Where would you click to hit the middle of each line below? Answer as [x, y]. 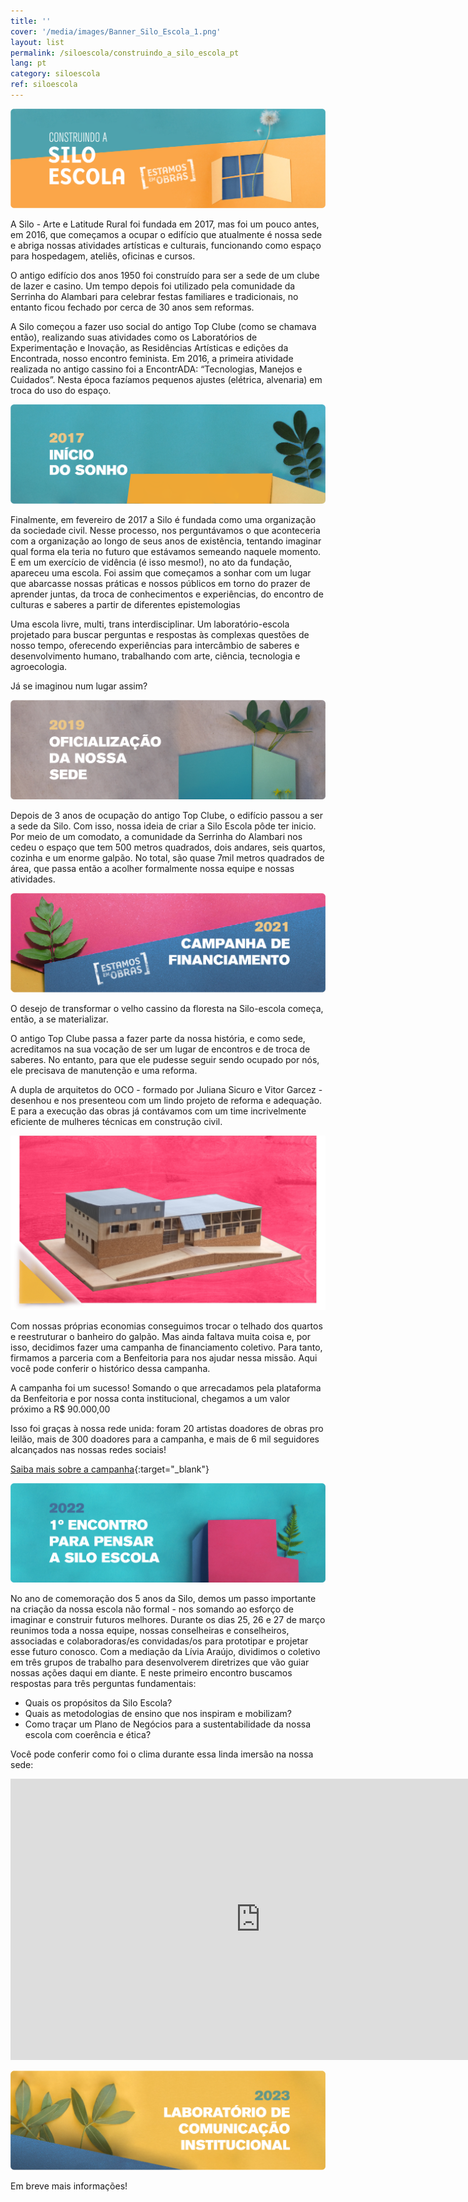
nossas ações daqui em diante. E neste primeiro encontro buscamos [151, 1673]
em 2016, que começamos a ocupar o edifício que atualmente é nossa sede [166, 234]
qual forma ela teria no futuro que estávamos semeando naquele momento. [166, 551]
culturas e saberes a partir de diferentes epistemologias [125, 604]
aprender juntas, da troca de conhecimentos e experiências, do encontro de [167, 594]
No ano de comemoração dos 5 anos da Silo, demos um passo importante [163, 1599]
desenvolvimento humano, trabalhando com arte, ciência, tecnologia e [155, 656]
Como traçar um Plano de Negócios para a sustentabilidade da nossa [168, 1724]
